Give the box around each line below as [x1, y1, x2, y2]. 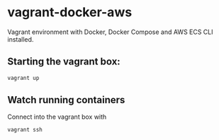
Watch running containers [7, 94, 125, 106]
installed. [7, 35, 34, 43]
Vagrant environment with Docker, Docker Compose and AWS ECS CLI [7, 28, 214, 36]
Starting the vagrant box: [7, 56, 120, 68]
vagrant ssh [7, 127, 43, 134]
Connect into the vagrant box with [7, 112, 107, 121]
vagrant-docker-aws [7, 4, 133, 21]
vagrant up [7, 74, 40, 81]
